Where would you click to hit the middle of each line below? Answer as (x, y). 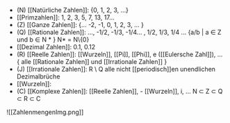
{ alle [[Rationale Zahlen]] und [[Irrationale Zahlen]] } (92, 61)
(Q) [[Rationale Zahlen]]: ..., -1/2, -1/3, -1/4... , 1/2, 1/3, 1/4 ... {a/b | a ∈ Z (119, 32)
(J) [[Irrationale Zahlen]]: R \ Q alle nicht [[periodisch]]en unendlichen (116, 69)
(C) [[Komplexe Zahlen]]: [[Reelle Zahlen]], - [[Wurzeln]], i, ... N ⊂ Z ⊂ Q (120, 91)
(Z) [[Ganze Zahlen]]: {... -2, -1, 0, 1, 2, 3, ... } (80, 25)
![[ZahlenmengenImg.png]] (45, 112)
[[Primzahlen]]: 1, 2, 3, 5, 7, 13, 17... (66, 17)
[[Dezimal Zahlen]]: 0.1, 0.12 (56, 47)
